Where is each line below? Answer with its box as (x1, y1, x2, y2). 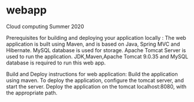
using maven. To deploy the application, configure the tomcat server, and (6, 77, 184, 84)
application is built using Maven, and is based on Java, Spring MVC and (6, 40, 180, 47)
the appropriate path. (6, 89, 58, 96)
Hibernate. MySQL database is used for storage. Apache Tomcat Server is (6, 46, 186, 53)
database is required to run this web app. (6, 59, 106, 66)
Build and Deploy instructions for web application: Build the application (6, 70, 178, 77)
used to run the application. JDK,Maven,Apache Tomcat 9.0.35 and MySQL (6, 53, 189, 60)
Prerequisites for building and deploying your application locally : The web (6, 34, 187, 41)
